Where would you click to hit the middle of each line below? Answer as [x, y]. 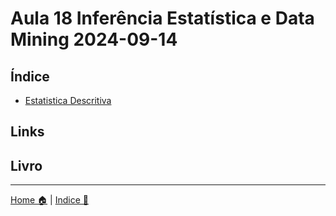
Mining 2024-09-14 [94, 39]
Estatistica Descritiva [68, 100]
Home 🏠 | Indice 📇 [49, 200]
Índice [30, 76]
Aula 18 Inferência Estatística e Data [162, 18]
